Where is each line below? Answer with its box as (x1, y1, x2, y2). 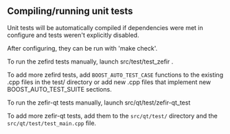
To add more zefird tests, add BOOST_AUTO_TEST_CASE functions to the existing (7, 70, 224, 79)
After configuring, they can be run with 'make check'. (7, 44, 158, 52)
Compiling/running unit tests (7, 5, 133, 17)
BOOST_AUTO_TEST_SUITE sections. (7, 85, 112, 93)
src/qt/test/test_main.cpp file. (7, 119, 97, 127)
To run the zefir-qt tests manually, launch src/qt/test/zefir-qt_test (7, 98, 191, 107)
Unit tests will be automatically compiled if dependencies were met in (7, 23, 204, 31)
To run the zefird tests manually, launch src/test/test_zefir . (7, 57, 174, 66)
